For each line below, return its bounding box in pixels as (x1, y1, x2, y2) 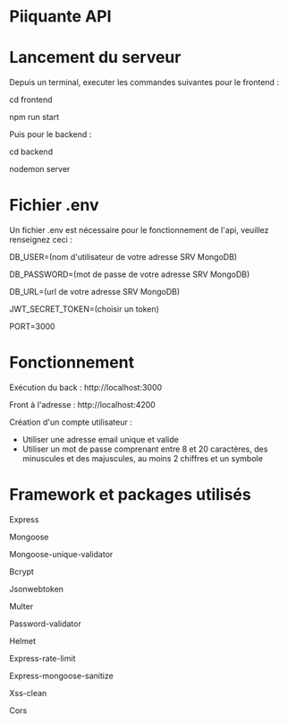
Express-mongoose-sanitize (9, 670, 114, 681)
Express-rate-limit (9, 652, 76, 664)
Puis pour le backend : (9, 129, 92, 140)
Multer (9, 600, 34, 611)
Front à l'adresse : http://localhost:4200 (9, 400, 157, 409)
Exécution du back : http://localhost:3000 (9, 383, 163, 392)
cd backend (9, 146, 54, 158)
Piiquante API (9, 6, 112, 27)
